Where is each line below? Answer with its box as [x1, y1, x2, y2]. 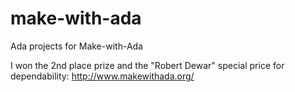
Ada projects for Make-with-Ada [10, 40, 143, 52]
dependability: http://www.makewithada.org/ [10, 70, 195, 82]
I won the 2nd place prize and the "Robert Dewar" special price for [10, 59, 285, 71]
